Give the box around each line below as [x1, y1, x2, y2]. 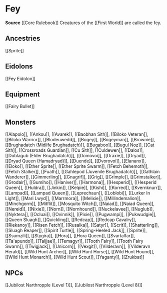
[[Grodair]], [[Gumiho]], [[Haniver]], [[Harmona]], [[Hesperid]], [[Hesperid [5, 179, 156, 185]
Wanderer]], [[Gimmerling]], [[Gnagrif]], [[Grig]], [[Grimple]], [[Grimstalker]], [5, 174, 162, 180]
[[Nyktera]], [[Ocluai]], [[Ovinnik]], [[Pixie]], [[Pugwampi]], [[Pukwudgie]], [5, 212, 156, 218]
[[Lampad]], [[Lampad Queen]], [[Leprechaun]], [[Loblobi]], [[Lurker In [5, 190, 150, 196]
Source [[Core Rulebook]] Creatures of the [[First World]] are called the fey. [5, 20, 161, 26]
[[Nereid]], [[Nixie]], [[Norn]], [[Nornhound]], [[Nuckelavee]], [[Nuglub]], [5, 206, 154, 212]
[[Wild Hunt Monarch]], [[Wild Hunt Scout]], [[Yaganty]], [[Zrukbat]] [5, 254, 144, 260]
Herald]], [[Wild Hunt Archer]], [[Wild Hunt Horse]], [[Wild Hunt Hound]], [5, 249, 154, 255]
